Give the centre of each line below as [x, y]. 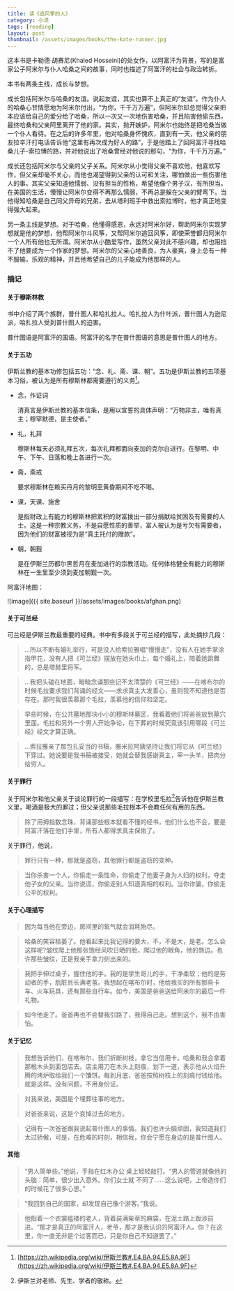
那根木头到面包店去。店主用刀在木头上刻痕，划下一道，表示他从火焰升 [125, 1066]
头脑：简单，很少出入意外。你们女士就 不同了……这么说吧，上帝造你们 [125, 1179]
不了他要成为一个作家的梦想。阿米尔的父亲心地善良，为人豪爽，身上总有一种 [117, 251]
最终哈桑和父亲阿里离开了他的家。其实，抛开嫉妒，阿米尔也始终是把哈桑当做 [117, 125]
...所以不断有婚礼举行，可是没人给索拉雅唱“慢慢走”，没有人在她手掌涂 [124, 650]
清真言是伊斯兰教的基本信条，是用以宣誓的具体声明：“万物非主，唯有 [116, 410]
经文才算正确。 [58, 732]
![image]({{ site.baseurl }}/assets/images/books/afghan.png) [94, 602]
